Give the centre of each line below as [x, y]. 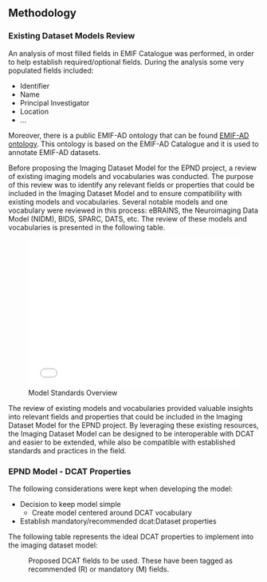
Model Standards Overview [73, 393]
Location [34, 111]
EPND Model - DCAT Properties [70, 471]
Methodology [43, 13]
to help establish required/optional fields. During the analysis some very [126, 62]
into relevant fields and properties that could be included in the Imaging [126, 417]
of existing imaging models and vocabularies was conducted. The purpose [131, 176]
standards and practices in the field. [67, 450]
